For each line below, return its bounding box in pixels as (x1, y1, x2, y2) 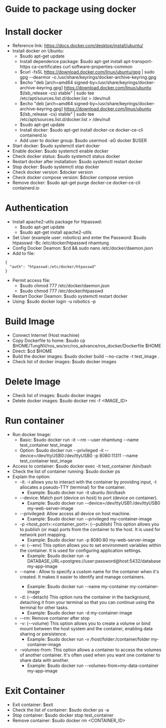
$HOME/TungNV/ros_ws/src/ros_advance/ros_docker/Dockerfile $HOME (12, 343, 162, 348)
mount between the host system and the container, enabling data (19, 625, 153, 631)
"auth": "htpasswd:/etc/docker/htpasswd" (9, 265, 97, 269)
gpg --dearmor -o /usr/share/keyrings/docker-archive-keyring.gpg (19, 74, 157, 80)
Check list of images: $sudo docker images (12, 392, 101, 398)
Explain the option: (12, 473, 51, 479)
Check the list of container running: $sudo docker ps (12, 468, 120, 474)
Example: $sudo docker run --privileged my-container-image (27, 516, 152, 522)
